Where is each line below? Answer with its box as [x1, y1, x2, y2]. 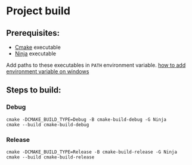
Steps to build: [6, 85, 61, 95]
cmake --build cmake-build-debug [6, 122, 89, 127]
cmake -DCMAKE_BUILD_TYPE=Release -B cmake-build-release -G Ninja [6, 149, 178, 155]
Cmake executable [14, 43, 61, 51]
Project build [6, 4, 70, 18]
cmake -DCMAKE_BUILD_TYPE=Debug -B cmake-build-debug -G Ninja [6, 116, 167, 123]
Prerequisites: [6, 28, 60, 38]
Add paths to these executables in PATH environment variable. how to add [6, 61, 186, 69]
